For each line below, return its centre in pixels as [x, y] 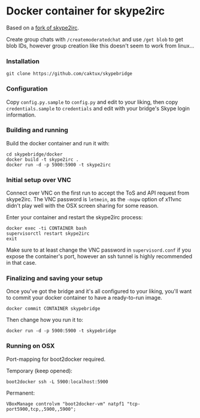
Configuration [27, 89]
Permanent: [20, 393]
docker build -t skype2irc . [43, 159]
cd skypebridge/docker [34, 154]
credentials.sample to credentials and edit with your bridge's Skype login [98, 108]
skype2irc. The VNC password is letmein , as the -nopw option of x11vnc [94, 199]
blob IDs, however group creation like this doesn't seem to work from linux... [100, 46]
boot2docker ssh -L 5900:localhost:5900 [57, 382]
